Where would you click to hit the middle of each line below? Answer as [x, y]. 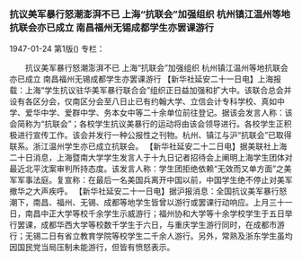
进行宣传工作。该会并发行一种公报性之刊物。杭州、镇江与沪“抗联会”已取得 [154, 135]
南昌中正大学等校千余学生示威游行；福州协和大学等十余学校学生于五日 [155, 213]
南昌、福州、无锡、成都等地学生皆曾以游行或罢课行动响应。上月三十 [159, 203]
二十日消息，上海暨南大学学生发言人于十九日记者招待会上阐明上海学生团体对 [151, 158]
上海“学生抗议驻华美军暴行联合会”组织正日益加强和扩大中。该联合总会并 [158, 91]
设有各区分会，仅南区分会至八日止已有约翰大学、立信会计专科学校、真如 [143, 101]
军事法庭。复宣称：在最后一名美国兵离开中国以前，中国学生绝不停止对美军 [155, 180]
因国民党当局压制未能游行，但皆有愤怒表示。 [92, 248]
